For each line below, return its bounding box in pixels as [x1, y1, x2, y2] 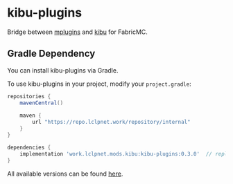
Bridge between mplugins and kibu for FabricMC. [7, 28, 148, 36]
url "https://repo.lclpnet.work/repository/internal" [32, 119, 191, 126]
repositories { [7, 93, 51, 100]
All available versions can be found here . [7, 169, 123, 178]
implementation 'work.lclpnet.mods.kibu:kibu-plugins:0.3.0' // [19, 150, 213, 157]
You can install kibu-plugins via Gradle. [7, 66, 119, 74]
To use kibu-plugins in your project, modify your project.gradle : [7, 80, 192, 88]
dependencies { [7, 144, 51, 151]
